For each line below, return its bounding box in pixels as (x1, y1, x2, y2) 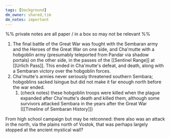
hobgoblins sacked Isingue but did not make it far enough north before (12, 79, 162, 85)
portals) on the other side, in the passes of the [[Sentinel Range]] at (12, 57, 155, 63)
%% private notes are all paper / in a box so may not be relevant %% (5, 31, 151, 37)
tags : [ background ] (5, 7, 47, 13)
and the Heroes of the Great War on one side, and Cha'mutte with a (12, 47, 155, 53)
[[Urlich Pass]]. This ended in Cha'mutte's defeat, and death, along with (12, 62, 164, 69)
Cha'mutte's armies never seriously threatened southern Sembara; (12, 74, 153, 80)
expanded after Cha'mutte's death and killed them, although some (20, 95, 160, 101)
